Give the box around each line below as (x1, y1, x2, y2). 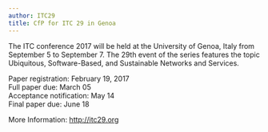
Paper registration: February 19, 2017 (8, 74, 130, 83)
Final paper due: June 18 (8, 99, 90, 109)
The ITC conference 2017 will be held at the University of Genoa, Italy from (8, 41, 254, 50)
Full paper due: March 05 (8, 82, 92, 92)
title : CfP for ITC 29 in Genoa (8, 19, 116, 27)
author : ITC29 (8, 11, 56, 20)
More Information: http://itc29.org (8, 114, 119, 124)
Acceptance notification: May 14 (8, 90, 114, 100)
